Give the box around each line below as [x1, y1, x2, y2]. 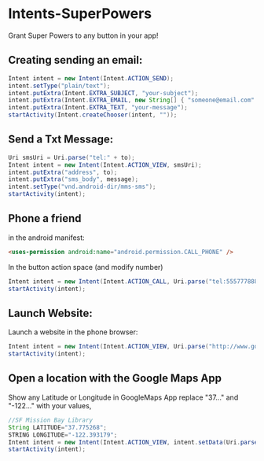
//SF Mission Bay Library [8, 416, 93, 424]
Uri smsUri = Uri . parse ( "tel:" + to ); [8, 153, 135, 161]
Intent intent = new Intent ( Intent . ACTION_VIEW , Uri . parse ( [8, 343, 210, 351]
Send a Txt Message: [8, 133, 114, 146]
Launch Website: [8, 306, 93, 319]
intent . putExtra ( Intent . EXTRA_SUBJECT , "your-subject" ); [8, 89, 199, 97]
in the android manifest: [8, 233, 85, 242]
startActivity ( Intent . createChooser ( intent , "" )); [8, 111, 178, 119]
